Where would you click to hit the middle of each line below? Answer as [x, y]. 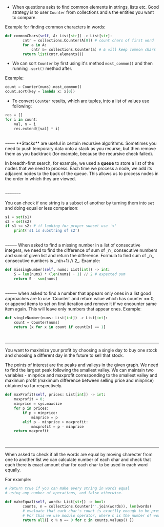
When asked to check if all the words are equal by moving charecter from [79, 455]
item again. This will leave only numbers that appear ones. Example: [73, 309]
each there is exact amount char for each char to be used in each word [76, 465]
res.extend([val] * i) [37, 129]
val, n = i [25, 124]
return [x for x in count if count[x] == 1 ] [60, 327]
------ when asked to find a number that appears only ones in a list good [78, 293]
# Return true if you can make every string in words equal [68, 488]
